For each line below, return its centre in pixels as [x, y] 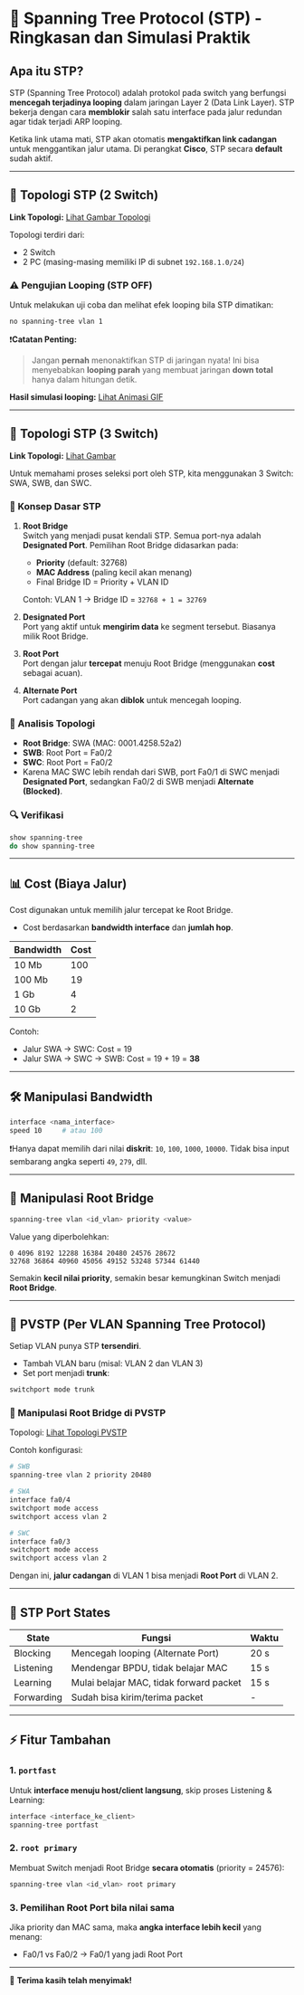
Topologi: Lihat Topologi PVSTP [68, 1432]
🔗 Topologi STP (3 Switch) [84, 434]
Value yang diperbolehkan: [59, 1236]
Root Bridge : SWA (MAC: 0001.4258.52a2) [102, 743]
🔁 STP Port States [60, 1613]
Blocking [33, 1653]
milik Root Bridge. [55, 636]
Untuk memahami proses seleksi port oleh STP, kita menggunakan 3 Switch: [152, 473]
